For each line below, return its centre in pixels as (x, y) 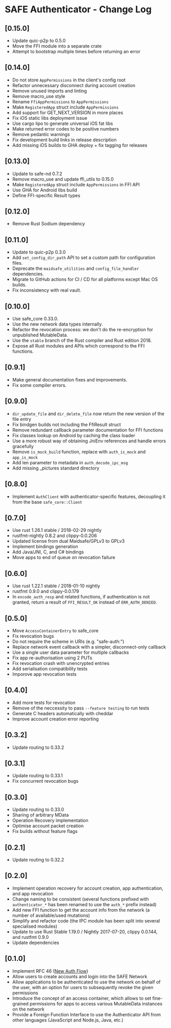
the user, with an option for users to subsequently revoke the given (83, 987)
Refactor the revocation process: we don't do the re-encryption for (83, 330)
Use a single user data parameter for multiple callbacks (70, 652)
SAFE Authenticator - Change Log (78, 9)
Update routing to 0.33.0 (38, 809)
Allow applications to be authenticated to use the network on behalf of (86, 982)
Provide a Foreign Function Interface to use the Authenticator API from (86, 1014)
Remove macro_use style (39, 96)
